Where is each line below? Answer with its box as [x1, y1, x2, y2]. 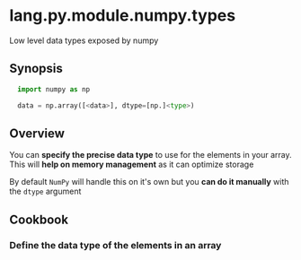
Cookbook [9, 212, 69, 227]
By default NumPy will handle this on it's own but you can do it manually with [9, 177, 289, 187]
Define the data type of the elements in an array [9, 238, 222, 251]
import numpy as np [17, 84, 91, 94]
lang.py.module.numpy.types [9, 5, 236, 26]
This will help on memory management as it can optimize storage [9, 159, 254, 170]
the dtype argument [9, 186, 82, 197]
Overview [9, 126, 66, 141]
